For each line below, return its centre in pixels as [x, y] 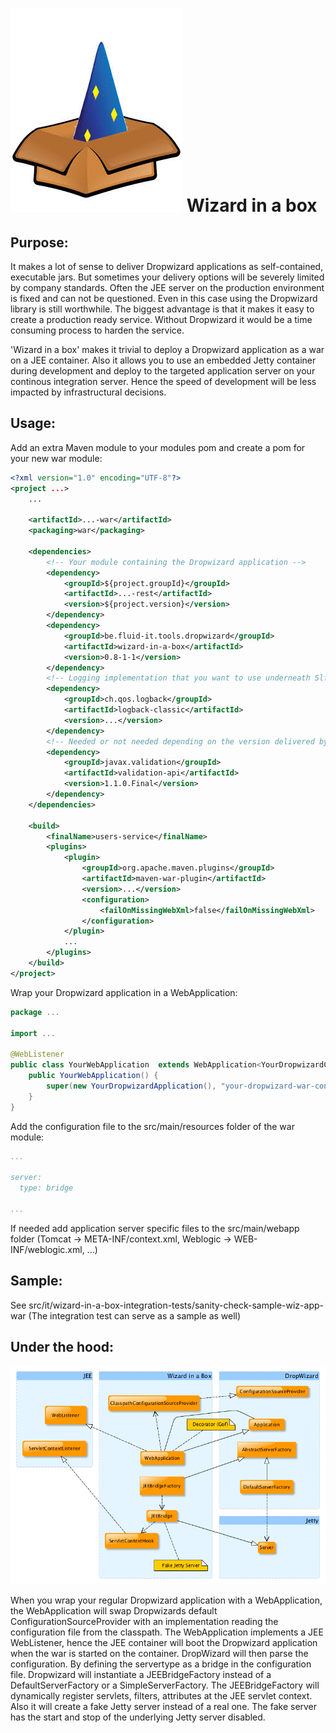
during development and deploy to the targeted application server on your [163, 371]
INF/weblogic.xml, [47, 1249]
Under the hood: [62, 1347]
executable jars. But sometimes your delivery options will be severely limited [167, 277]
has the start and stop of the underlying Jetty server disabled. [138, 1717]
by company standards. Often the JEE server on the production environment [167, 287]
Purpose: [39, 242]
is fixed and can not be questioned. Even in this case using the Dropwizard [164, 298]
